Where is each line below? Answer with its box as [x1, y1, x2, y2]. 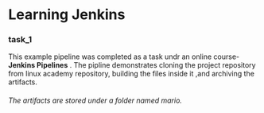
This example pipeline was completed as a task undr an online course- [8, 52, 240, 61]
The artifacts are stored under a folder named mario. [8, 95, 183, 105]
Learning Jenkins [8, 6, 126, 24]
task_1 [8, 34, 33, 45]
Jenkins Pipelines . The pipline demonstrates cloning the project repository [8, 60, 256, 70]
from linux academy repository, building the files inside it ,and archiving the [8, 69, 254, 79]
